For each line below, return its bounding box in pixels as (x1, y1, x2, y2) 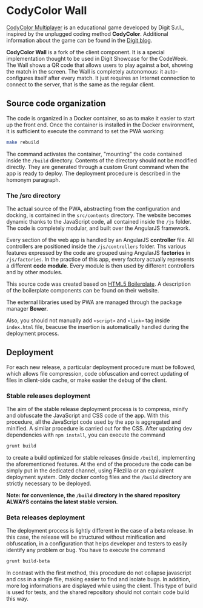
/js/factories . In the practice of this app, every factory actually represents (6, 255, 195, 263)
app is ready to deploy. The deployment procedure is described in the (6, 170, 181, 177)
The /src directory (6, 191, 61, 199)
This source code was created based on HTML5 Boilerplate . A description (6, 280, 191, 288)
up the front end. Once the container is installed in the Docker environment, (6, 121, 195, 128)
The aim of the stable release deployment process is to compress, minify (6, 406, 188, 413)
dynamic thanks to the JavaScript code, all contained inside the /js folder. (6, 218, 192, 225)
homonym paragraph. (6, 176, 61, 183)
